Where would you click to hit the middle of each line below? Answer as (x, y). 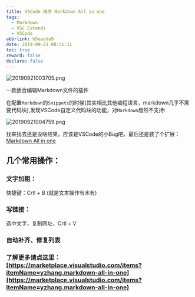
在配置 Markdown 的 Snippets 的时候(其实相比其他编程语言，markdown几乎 (93, 102)
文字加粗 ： (21, 179)
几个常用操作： (33, 160)
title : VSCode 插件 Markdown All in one (55, 12)
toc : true (18, 50)
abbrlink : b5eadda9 (30, 39)
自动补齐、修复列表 (33, 240)
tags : (13, 17)
